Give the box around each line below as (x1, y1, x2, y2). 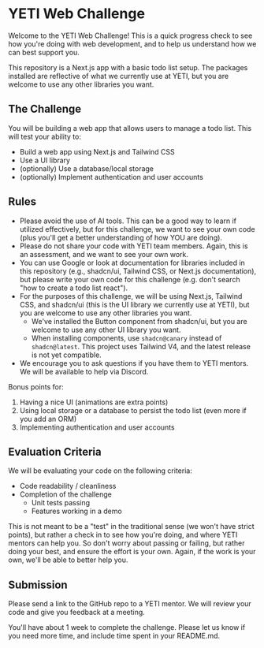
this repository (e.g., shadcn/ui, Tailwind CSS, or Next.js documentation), (19, 266, 257, 276)
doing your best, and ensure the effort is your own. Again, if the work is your (8, 547, 256, 557)
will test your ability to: (8, 132, 81, 141)
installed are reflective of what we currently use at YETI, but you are (8, 71, 229, 80)
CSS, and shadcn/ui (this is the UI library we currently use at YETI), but (19, 300, 250, 309)
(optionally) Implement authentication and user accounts (19, 172, 203, 181)
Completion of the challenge (19, 490, 112, 499)
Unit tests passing (31, 498, 91, 508)
